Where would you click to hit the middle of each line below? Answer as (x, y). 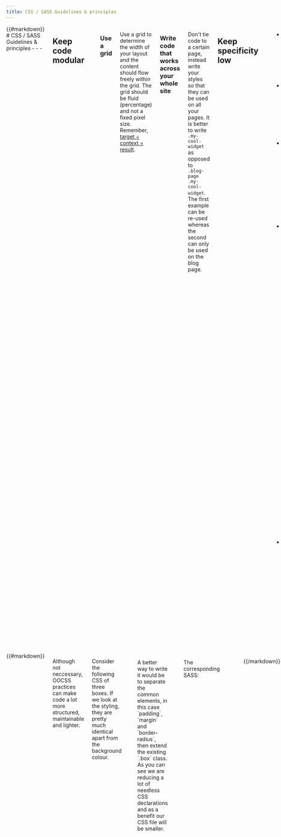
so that (197, 85)
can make (65, 693)
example (198, 205)
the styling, (106, 706)
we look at (105, 699)
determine (132, 40)
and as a (148, 809)
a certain (199, 47)
